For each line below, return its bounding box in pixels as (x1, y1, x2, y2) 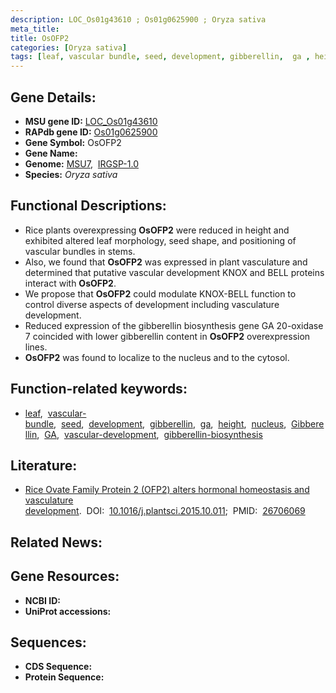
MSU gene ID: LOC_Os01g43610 (24, 115, 158, 127)
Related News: (10, 534, 103, 551)
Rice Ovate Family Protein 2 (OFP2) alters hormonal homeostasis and (24, 484, 310, 496)
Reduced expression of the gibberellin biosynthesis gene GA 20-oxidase (24, 319, 324, 331)
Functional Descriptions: (10, 197, 167, 215)
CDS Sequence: (24, 661, 93, 673)
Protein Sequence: (24, 671, 105, 683)
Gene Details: (10, 89, 97, 106)
